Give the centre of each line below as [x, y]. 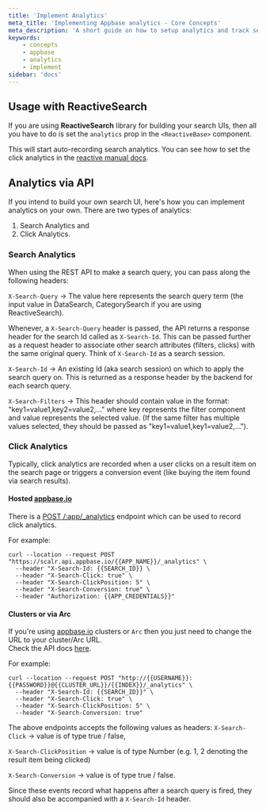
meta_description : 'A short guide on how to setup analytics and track [129, 30]
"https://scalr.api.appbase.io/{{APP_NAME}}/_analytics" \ [108, 562]
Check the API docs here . [50, 648]
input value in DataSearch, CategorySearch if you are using [105, 304]
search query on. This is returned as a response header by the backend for [131, 377]
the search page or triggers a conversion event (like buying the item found [129, 472]
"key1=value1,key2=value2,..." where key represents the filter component [127, 409]
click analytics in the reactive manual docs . [78, 158]
